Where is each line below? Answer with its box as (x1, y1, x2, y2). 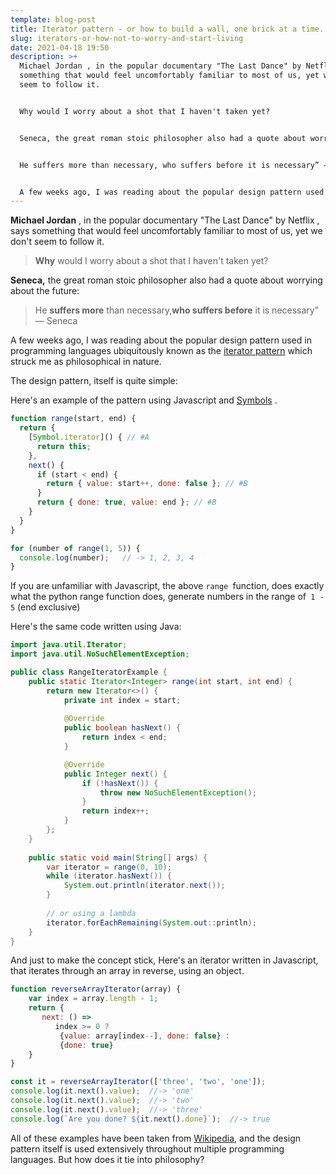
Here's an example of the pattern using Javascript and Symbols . (10, 394, 278, 406)
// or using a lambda (46, 908, 137, 918)
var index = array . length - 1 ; (28, 994, 159, 1004)
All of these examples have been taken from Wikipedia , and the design (10, 1132, 302, 1144)
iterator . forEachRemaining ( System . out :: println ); (46, 917, 257, 928)
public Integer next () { (63, 769, 168, 779)
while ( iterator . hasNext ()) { (46, 871, 172, 881)
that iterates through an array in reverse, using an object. (10, 965, 245, 977)
